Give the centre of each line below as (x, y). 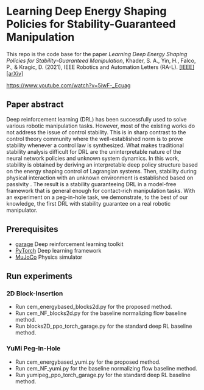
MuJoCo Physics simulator (49, 257)
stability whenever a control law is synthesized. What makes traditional (95, 145)
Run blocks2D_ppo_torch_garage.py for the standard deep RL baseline (104, 326)
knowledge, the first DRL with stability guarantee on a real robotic (89, 203)
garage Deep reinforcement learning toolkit (69, 244)
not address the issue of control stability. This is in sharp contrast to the (96, 132)
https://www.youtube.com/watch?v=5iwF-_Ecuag (69, 85)
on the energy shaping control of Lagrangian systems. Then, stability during (101, 171)
